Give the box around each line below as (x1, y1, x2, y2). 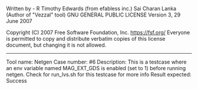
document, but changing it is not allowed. (6, 41, 107, 48)
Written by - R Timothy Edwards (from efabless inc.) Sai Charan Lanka (6, 5, 177, 12)
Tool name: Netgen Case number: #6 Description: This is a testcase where (6, 58, 187, 65)
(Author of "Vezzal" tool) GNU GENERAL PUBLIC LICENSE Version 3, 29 (6, 11, 181, 18)
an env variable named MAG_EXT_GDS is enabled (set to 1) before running (6, 65, 186, 71)
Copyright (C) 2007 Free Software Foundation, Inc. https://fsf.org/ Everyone (6, 29, 190, 36)
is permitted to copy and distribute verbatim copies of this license (6, 35, 166, 42)
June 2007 (6, 18, 32, 24)
